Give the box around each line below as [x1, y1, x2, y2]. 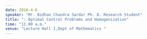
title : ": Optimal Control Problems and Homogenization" [5, 17, 129, 22]
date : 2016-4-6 [5, 7, 38, 13]
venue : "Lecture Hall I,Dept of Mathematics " [5, 26, 106, 31]
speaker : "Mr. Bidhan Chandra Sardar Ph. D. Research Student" [5, 12, 143, 17]
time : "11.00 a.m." [5, 21, 47, 27]
